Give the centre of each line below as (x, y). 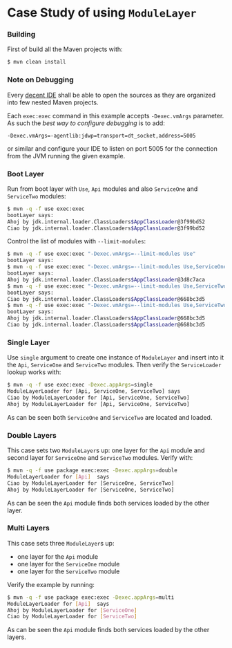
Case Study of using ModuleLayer (102, 13)
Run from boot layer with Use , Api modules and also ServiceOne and (103, 189)
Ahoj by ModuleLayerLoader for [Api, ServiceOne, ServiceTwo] (98, 404)
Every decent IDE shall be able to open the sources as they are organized (112, 95)
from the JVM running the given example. (66, 156)
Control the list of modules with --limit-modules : (77, 241)
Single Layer (29, 342)
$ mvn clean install (37, 62)
